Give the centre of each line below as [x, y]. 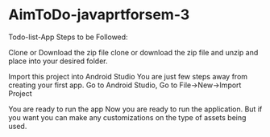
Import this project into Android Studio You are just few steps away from [128, 76]
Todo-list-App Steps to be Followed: [68, 37]
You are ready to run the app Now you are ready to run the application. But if [135, 109]
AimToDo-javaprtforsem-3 [99, 15]
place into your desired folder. [58, 61]
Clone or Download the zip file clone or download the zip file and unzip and [133, 52]
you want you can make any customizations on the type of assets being [127, 117]
